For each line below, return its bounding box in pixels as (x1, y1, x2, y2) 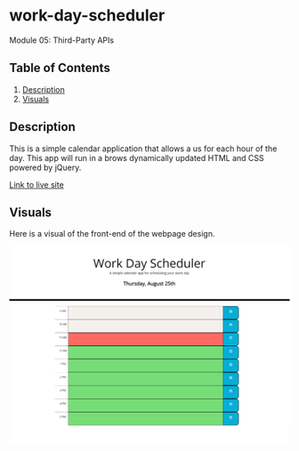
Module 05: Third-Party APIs (9, 35, 114, 45)
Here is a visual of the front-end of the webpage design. (9, 229, 215, 239)
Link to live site (9, 179, 64, 189)
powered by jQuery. (9, 162, 82, 173)
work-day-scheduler (9, 5, 166, 26)
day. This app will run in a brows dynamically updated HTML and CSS (9, 152, 264, 163)
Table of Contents (9, 60, 111, 76)
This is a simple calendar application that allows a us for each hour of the (9, 143, 278, 154)
